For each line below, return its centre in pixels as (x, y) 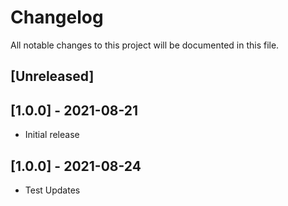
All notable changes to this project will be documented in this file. (145, 45)
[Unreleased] (52, 76)
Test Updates (52, 190)
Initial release (52, 135)
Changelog (57, 17)
